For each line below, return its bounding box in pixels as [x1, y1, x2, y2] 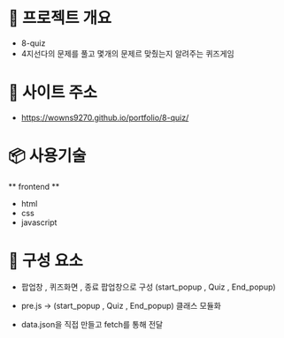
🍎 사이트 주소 [8, 83, 98, 102]
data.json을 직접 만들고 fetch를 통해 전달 [20, 319, 164, 329]
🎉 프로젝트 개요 [8, 8, 112, 28]
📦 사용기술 [8, 146, 87, 166]
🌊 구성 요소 [8, 251, 83, 270]
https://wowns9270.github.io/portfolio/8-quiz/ [20, 112, 189, 123]
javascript [20, 217, 58, 228]
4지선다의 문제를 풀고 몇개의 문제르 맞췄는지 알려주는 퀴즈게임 [20, 48, 235, 58]
